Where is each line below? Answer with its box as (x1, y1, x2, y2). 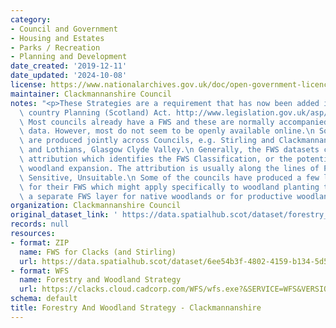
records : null (10, 219, 70, 230)
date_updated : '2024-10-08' (10, 71, 128, 81)
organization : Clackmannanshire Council (10, 201, 182, 211)
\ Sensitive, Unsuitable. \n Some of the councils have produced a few (19, 172, 320, 183)
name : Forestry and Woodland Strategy (19, 275, 182, 285)
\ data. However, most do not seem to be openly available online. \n (19, 126, 315, 136)
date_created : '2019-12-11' (10, 61, 128, 71)
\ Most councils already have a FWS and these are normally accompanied (19, 117, 329, 127)
